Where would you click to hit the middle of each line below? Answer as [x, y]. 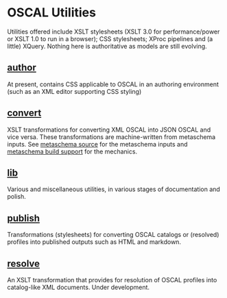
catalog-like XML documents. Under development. [78, 287]
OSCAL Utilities [51, 13]
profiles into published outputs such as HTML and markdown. [94, 242]
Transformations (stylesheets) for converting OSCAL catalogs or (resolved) [113, 235]
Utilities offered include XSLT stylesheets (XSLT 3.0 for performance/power [113, 32]
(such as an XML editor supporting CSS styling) [74, 91]
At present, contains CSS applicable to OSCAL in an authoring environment [113, 84]
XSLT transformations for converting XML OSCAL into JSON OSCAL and [109, 129]
